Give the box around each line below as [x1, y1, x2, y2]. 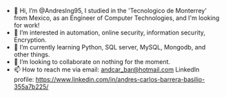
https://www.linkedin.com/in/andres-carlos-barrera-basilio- [35, 76, 205, 83]
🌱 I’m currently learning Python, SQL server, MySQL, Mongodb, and [13, 43, 206, 51]
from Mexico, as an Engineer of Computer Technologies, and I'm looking [13, 14, 220, 22]
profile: [13, 76, 34, 83]
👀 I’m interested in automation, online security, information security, [13, 28, 205, 36]
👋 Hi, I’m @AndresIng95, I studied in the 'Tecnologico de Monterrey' [13, 7, 207, 14]
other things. [13, 50, 50, 58]
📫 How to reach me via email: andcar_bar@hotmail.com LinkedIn [13, 65, 200, 74]
